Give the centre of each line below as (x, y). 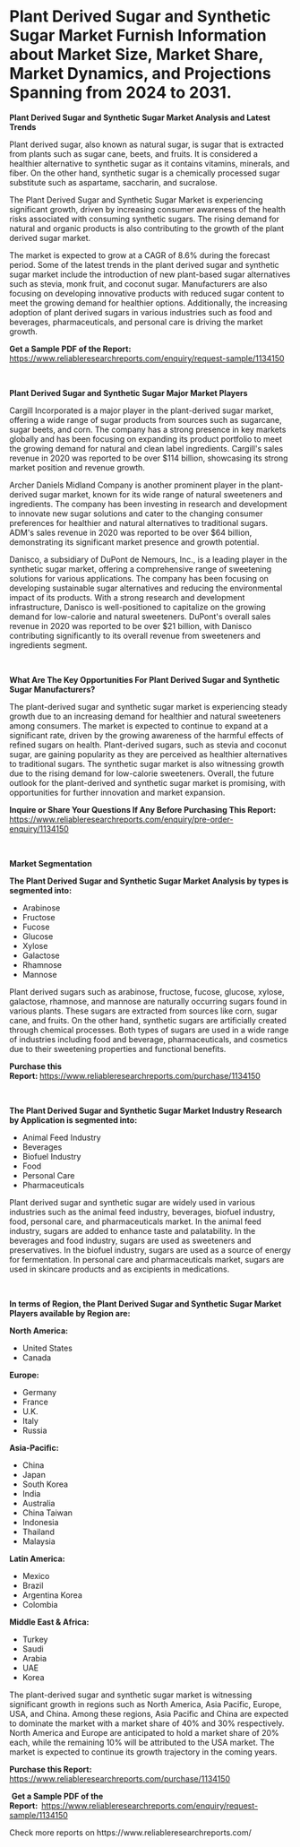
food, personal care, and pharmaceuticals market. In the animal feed (135, 1221)
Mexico (36, 1575)
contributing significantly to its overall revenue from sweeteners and (135, 635)
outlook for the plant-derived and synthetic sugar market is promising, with (147, 782)
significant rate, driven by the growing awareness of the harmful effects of (146, 735)
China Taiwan (47, 1513)
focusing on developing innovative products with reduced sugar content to (147, 293)
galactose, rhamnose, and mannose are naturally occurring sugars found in (148, 1001)
